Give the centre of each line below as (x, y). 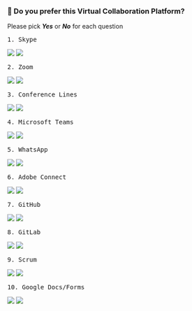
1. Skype (22, 40)
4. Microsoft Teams (40, 122)
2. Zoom (20, 67)
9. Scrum (22, 260)
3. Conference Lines (43, 95)
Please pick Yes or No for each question (65, 27)
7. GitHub (24, 205)
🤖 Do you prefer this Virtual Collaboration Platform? (96, 11)
